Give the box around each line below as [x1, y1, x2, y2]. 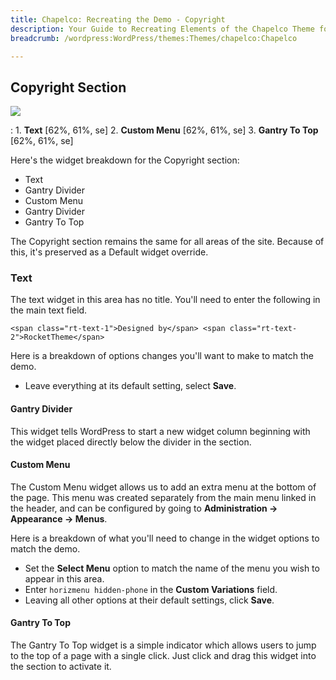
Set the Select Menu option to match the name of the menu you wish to [24, 562, 320, 574]
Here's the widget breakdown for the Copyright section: [10, 154, 240, 166]
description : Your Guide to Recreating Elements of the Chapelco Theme [10, 24, 315, 34]
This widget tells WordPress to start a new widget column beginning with [10, 425, 311, 437]
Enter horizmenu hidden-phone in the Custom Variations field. [24, 583, 278, 595]
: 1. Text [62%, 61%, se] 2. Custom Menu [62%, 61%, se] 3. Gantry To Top [10, 124, 319, 136]
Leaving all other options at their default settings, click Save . [24, 594, 275, 606]
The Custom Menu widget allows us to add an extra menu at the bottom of [10, 481, 317, 493]
